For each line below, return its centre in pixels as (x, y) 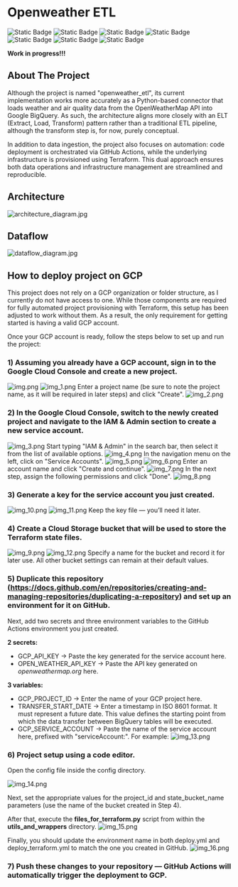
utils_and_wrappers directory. (52, 826)
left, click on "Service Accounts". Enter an (107, 461)
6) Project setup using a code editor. (71, 755)
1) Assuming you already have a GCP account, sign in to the (112, 363)
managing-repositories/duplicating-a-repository (93, 597)
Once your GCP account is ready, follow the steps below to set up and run (116, 337)
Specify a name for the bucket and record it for (156, 553)
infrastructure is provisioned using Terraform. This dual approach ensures (115, 159)
